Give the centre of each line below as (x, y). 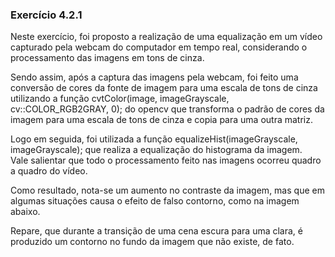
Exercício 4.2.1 (46, 15)
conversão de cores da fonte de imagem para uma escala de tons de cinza (164, 88)
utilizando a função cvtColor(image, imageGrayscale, (120, 99)
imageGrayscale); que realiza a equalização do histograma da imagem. (156, 150)
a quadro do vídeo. (49, 171)
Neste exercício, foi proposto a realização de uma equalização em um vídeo (166, 37)
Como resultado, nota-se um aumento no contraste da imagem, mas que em (167, 190)
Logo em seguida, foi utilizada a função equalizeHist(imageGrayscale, (154, 139)
